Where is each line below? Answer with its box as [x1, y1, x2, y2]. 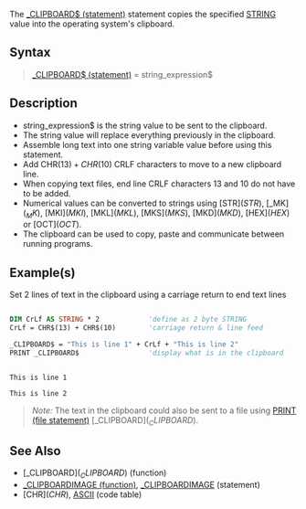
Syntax [9, 45, 51, 60]
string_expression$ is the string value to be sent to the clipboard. [22, 120, 268, 131]
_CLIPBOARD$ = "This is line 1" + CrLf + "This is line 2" [9, 339, 239, 349]
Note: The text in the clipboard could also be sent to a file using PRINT [31, 405, 297, 416]
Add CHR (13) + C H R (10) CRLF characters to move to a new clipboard [22, 158, 282, 169]
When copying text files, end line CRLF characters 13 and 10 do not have [22, 178, 296, 189]
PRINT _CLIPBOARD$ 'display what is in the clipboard [9, 348, 284, 357]
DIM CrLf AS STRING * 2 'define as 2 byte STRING [9, 315, 248, 324]
